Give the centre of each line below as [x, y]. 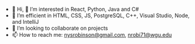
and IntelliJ [25, 22]
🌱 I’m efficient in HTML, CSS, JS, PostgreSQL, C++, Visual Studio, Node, [100, 15]
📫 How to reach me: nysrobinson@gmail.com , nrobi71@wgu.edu [92, 35]
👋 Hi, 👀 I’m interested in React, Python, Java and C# [75, 9]
